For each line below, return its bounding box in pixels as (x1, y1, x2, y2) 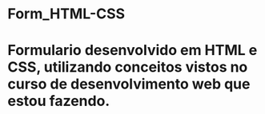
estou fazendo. (7, 92, 110, 110)
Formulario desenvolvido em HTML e (7, 41, 258, 60)
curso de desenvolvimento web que (7, 75, 251, 93)
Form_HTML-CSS (7, 5, 126, 23)
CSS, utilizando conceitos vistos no (7, 58, 248, 77)
